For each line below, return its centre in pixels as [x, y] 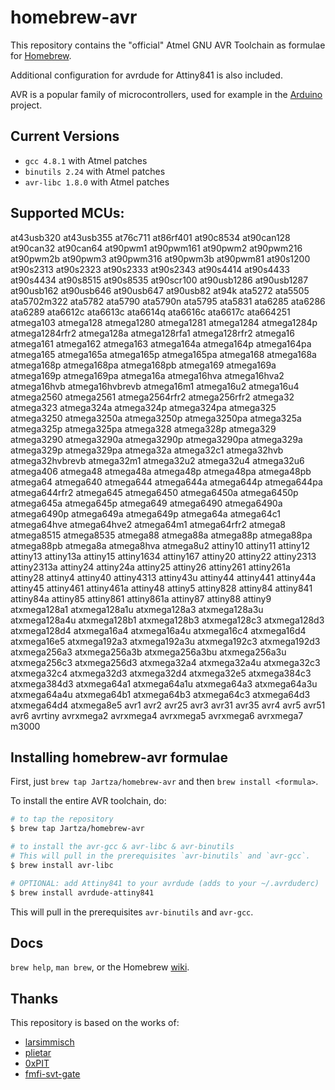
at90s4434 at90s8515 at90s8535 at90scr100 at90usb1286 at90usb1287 [159, 280]
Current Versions [65, 136]
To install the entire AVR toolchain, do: [88, 801]
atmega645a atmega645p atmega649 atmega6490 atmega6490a [146, 503]
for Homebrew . [41, 55]
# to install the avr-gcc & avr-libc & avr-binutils [122, 847]
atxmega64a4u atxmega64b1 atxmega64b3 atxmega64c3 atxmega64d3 [160, 694]
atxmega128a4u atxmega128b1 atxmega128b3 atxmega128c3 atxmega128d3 [167, 620]
